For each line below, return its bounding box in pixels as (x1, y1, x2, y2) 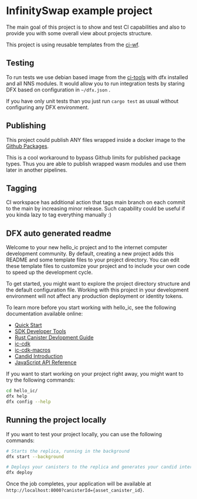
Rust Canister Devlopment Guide (14, 334, 94, 341)
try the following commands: (6, 376, 75, 383)
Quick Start (14, 321, 42, 329)
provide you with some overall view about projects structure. (6, 29, 152, 36)
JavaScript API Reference (14, 359, 77, 366)
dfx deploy (6, 470, 33, 476)
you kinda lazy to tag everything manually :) (6, 211, 112, 218)
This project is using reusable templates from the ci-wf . (6, 41, 140, 48)
